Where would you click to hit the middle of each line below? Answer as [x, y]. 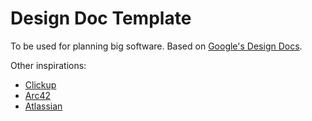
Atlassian [43, 106]
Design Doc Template [101, 18]
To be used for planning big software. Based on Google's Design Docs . [156, 46]
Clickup [40, 84]
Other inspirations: [48, 65]
